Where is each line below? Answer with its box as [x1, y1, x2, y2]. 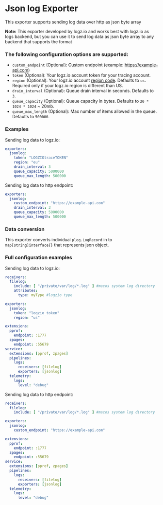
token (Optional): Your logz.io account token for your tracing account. [12, 72, 151, 78]
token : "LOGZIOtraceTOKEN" [14, 155, 68, 161]
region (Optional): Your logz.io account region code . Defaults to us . [12, 77, 147, 83]
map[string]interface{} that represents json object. [5, 242, 109, 248]
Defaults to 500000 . [12, 114, 50, 120]
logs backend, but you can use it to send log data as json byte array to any [5, 34, 154, 39]
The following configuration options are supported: [5, 51, 129, 57]
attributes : [14, 288, 38, 293]
